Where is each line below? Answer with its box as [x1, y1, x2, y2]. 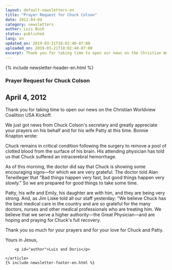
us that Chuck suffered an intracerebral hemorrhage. [5, 154, 117, 160]
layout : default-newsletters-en [5, 7, 74, 13]
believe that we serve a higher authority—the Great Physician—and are [5, 212, 155, 218]
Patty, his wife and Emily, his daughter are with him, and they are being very [5, 190, 165, 196]
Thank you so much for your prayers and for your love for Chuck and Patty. [5, 227, 164, 233]
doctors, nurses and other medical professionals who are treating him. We [5, 206, 162, 213]
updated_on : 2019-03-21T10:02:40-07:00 [5, 41, 91, 46]
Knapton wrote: [5, 133, 38, 139]
